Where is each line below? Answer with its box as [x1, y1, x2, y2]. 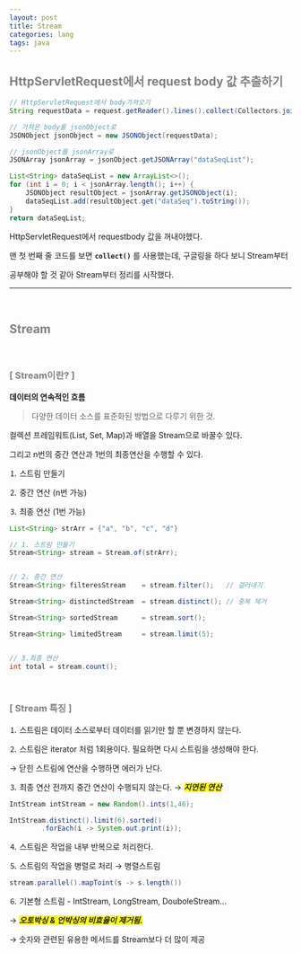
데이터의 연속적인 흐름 [9, 392, 86, 402]
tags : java [9, 38, 50, 48]
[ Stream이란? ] [9, 369, 75, 382]
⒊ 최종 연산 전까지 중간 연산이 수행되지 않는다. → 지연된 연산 [9, 781, 222, 792]
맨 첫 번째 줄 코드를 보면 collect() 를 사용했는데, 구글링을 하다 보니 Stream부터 [9, 250, 288, 260]
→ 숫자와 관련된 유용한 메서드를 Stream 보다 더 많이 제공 [9, 934, 206, 945]
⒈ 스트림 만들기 [9, 468, 65, 479]
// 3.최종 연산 [9, 653, 58, 663]
